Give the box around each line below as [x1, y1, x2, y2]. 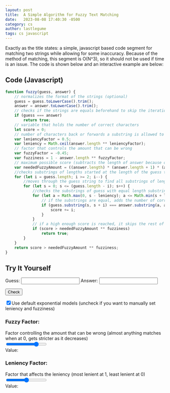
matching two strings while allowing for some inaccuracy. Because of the [5, 50, 158, 56]
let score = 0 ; [14, 127, 47, 132]
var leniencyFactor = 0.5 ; [14, 137, 71, 142]
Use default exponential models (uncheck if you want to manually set [12, 300, 156, 306]
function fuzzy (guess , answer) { [5, 89, 76, 94]
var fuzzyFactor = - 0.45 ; [14, 151, 69, 156]
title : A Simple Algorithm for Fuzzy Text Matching [5, 12, 119, 17]
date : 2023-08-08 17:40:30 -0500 [5, 17, 80, 22]
